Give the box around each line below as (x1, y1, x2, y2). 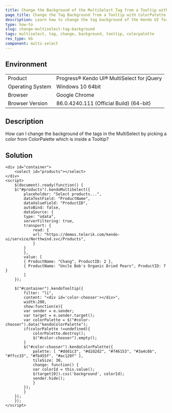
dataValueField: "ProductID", (24, 201, 88, 206)
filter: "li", (24, 291, 54, 296)
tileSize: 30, (32, 358, 63, 363)
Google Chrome (56, 91, 95, 98)
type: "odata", (24, 214, 56, 219)
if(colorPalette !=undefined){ (24, 327, 91, 332)
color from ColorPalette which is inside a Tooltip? (5, 136, 109, 142)
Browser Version (8, 100, 48, 107)
